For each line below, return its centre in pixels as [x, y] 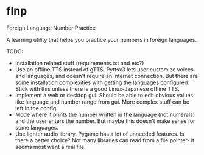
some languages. [37, 127]
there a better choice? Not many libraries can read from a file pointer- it [105, 140]
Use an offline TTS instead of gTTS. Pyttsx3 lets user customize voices [104, 69]
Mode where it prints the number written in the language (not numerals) [105, 114]
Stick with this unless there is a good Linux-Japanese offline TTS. [97, 88]
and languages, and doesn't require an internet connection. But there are [107, 76]
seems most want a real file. [51, 147]
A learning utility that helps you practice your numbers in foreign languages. [101, 39]
